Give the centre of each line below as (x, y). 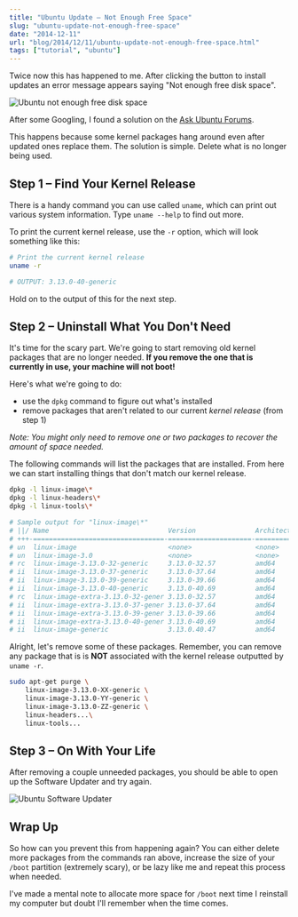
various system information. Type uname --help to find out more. (126, 214)
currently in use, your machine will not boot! (92, 367)
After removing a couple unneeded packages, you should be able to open (144, 772)
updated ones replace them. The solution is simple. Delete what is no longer (148, 147)
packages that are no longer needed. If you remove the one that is (131, 357)
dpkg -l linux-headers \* (55, 498)
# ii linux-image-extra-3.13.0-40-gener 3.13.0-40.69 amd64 (142, 622)
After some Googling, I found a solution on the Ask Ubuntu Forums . (132, 120)
